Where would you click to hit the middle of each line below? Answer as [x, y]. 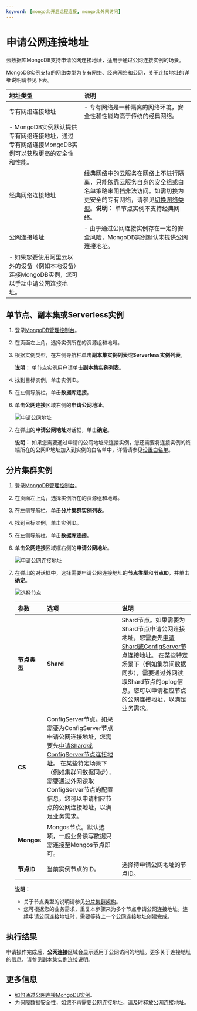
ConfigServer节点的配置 [80, 790]
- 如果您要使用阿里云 [38, 257]
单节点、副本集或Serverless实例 [65, 315]
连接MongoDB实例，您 [40, 274]
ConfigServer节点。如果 [80, 719]
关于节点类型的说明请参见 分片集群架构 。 [72, 902]
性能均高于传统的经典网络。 [140, 116]
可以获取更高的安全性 [45, 153]
